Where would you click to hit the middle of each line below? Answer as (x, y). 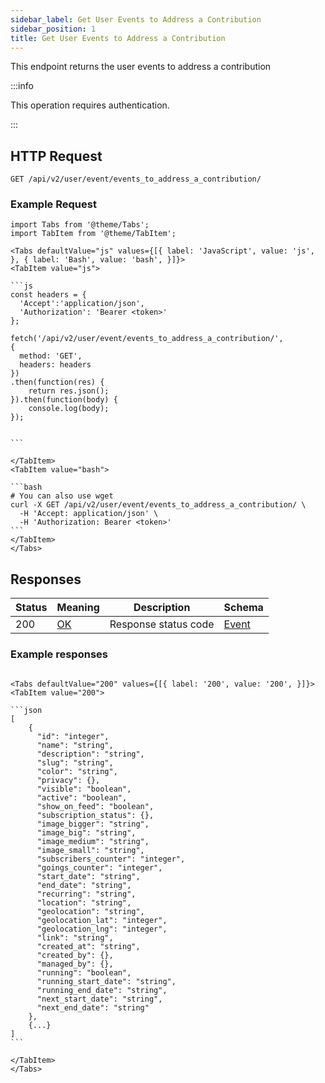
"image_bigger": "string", (93, 824)
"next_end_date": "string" (93, 1007)
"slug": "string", (75, 762)
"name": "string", (75, 745)
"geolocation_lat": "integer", (102, 920)
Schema (243, 608)
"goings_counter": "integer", (99, 867)
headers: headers (55, 365)
